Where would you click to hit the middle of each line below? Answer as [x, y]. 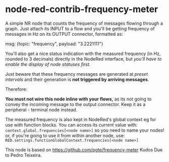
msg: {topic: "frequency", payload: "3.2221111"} [54, 43]
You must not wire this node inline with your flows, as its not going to [78, 99]
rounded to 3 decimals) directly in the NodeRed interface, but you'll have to [83, 59]
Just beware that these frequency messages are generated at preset [76, 74]
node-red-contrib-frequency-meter [82, 9]
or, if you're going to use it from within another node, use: [65, 135]
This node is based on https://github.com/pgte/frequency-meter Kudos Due [84, 149]
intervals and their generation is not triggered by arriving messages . [77, 79]
